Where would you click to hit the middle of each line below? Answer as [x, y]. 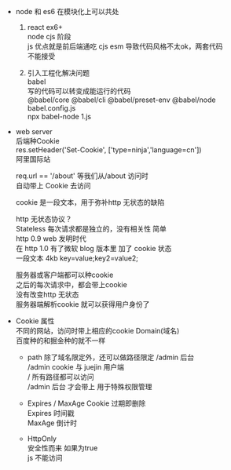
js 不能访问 [45, 458]
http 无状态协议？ [44, 219]
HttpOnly [42, 439]
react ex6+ [45, 27]
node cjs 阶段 [49, 36]
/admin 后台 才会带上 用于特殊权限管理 [90, 386]
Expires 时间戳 [51, 413]
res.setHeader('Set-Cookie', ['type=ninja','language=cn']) [108, 150]
